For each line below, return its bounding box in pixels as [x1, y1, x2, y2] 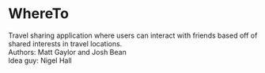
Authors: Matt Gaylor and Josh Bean [8, 47, 127, 57]
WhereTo [8, 5, 70, 23]
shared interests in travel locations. [8, 38, 123, 48]
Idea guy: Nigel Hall [8, 56, 73, 65]
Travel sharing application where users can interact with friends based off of [8, 31, 258, 40]
